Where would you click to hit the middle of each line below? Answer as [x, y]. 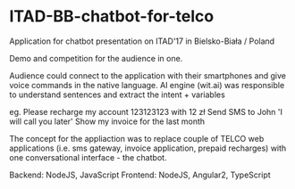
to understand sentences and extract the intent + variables [117, 94]
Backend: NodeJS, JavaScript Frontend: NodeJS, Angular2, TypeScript [140, 175]
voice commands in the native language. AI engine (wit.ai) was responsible [147, 85]
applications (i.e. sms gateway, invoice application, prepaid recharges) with [148, 148]
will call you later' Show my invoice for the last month [107, 121]
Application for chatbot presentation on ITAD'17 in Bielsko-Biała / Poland [142, 41]
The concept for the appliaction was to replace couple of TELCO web [137, 138]
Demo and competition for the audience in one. [96, 58]
